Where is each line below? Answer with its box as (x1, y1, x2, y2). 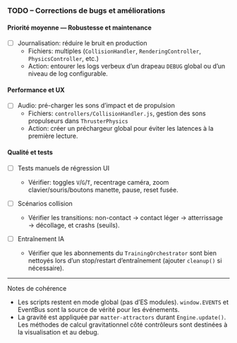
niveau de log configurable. (28, 69, 108, 78)
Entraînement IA (17, 234, 65, 243)
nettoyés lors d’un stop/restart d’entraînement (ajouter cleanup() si (28, 256, 222, 264)
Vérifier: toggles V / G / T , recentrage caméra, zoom (28, 178, 169, 186)
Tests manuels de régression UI (17, 163, 110, 172)
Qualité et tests (7, 148, 53, 157)
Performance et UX (7, 86, 65, 94)
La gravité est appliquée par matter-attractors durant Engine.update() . (17, 313, 226, 321)
